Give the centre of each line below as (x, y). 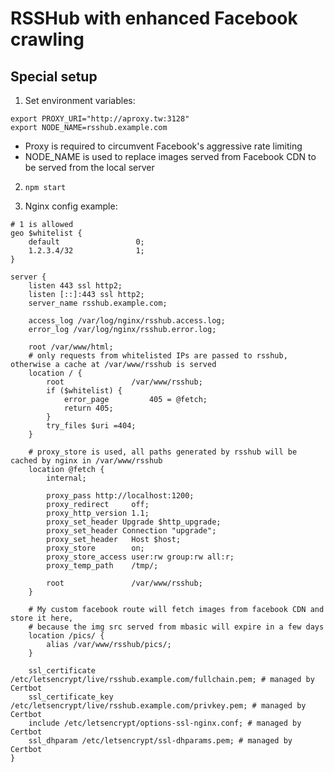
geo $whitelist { (46, 233)
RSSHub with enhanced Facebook (154, 18)
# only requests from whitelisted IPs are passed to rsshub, (158, 356)
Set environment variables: (80, 100)
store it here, (42, 618)
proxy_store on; (95, 548)
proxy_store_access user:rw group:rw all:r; (140, 557)
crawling (47, 39)
